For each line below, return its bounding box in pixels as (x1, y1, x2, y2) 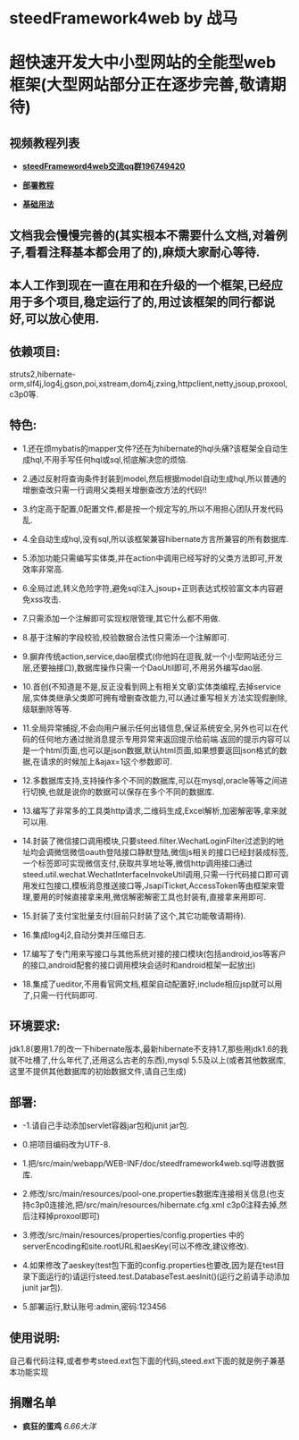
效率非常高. (21, 563, 64, 574)
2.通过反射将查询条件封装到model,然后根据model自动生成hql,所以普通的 (21, 473, 287, 484)
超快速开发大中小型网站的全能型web (9, 53, 277, 72)
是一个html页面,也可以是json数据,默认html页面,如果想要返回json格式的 (21, 744, 279, 756)
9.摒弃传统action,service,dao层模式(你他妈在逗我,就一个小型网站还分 (21, 650, 275, 662)
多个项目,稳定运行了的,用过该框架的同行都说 (32, 294, 276, 309)
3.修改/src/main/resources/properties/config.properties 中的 (21, 1230, 245, 1241)
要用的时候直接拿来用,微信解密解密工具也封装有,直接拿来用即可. (32, 891, 266, 902)
